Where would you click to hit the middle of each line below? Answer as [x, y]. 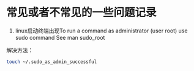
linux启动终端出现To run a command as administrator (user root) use [101, 31]
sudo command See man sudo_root [60, 37]
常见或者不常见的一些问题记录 [82, 13]
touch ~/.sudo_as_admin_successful [52, 62]
